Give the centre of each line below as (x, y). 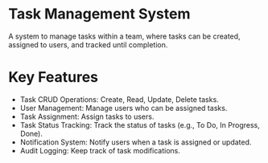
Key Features (54, 77)
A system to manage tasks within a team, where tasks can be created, (124, 36)
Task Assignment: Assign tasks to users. (87, 116)
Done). (31, 133)
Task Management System (99, 14)
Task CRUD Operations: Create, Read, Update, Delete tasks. (119, 99)
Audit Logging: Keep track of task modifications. (100, 150)
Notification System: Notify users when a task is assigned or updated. (136, 142)
